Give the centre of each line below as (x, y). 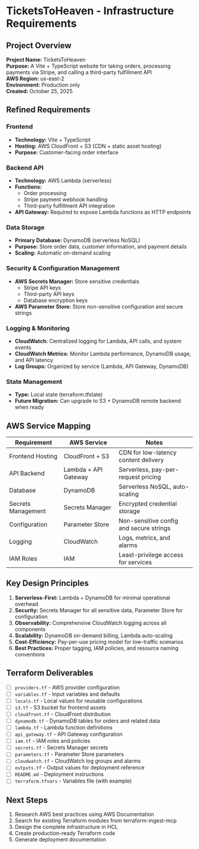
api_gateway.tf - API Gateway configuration (69, 734)
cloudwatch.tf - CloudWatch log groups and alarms (78, 761)
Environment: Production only (43, 85)
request (129, 477)
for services (135, 562)
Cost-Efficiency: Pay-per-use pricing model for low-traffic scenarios (99, 641)
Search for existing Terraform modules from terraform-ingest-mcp (96, 821)
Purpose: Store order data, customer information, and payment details (101, 247)
